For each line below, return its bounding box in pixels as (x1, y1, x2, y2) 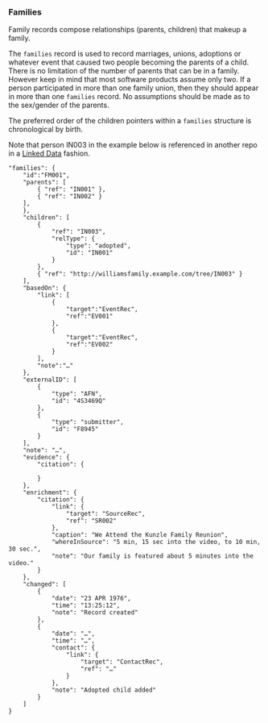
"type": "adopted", (65, 242, 131, 250)
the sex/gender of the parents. (8, 100, 110, 110)
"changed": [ (23, 580, 67, 588)
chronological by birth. (8, 124, 83, 135)
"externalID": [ (23, 376, 78, 384)
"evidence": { (23, 454, 70, 462)
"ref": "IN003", (51, 228, 106, 236)
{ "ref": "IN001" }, (37, 185, 106, 193)
